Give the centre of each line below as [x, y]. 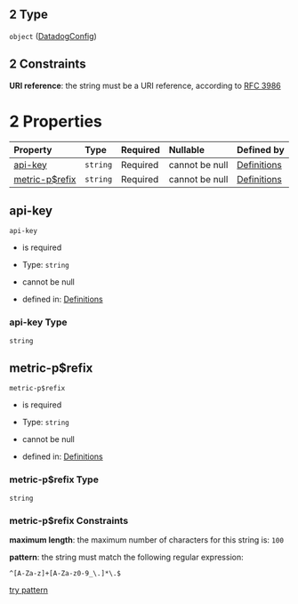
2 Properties [56, 121]
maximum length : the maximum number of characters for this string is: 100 [147, 540]
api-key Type [38, 322]
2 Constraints [48, 64]
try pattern [29, 590]
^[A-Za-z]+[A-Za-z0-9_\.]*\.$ [65, 574]
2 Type [29, 15]
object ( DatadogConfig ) [53, 36]
